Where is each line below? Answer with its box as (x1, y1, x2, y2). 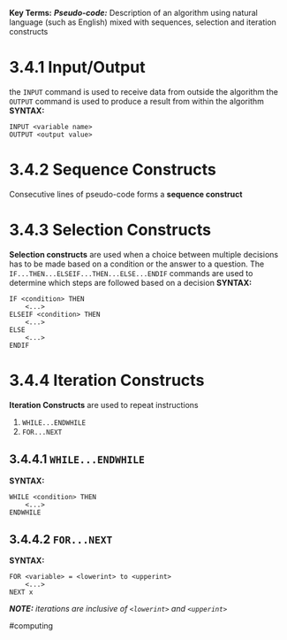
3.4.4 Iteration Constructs (9, 371, 205, 390)
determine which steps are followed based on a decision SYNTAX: (9, 277, 253, 288)
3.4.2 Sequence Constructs (9, 159, 216, 180)
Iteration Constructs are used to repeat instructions (9, 399, 199, 410)
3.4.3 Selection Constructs (9, 220, 212, 240)
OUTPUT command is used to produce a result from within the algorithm (9, 96, 265, 106)
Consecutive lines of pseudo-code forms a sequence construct (9, 189, 243, 199)
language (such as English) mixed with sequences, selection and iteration (9, 17, 276, 27)
